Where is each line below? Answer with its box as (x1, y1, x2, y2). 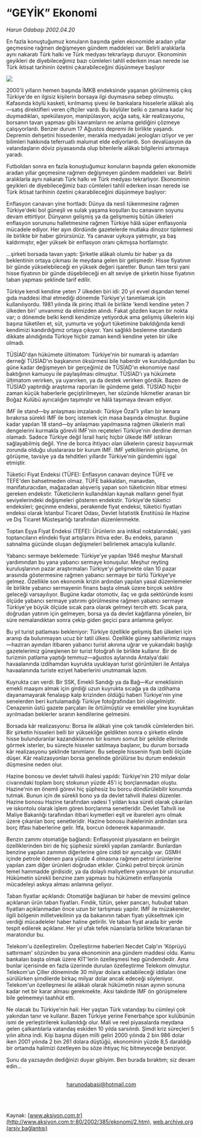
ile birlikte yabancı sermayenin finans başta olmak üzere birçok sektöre (6, 584, 183, 591)
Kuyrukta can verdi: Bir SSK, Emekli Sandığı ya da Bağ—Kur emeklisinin (6, 678, 183, 685)
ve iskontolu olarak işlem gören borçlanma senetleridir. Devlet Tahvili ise (6, 805, 185, 812)
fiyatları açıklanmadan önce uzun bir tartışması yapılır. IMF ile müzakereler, (6, 905, 191, 912)
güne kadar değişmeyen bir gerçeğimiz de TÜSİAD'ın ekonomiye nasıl (6, 364, 180, 371)
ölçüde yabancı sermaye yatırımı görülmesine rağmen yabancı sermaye (6, 597, 184, 604)
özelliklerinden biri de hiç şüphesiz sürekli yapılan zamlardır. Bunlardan (6, 842, 182, 849)
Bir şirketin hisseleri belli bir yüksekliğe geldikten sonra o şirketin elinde (6, 728, 184, 736)
